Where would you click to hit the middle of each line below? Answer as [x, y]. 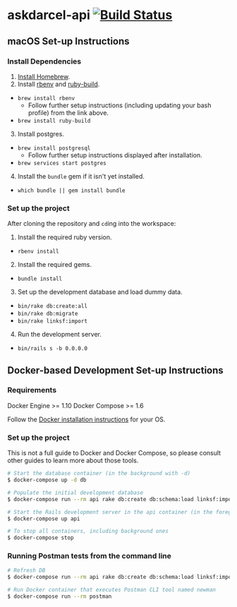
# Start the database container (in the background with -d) [99, 474]
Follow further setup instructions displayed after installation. [115, 155]
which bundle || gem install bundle [71, 191]
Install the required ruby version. [65, 237]
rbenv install [38, 252]
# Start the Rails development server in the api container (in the [110, 512]
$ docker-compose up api [44, 519]
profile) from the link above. [68, 112]
